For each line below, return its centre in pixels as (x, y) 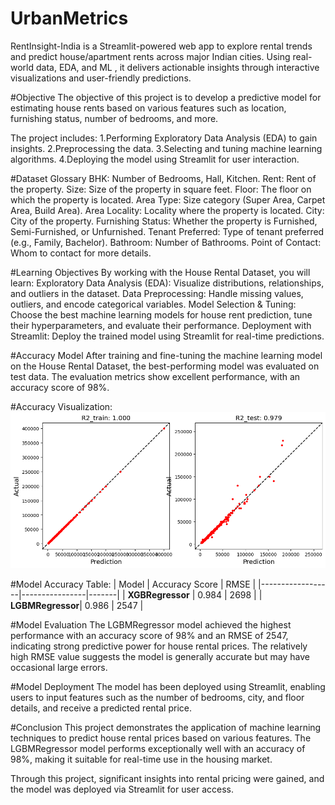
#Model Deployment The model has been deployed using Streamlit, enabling (168, 687)
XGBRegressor (158, 595)
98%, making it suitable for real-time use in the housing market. (141, 759)
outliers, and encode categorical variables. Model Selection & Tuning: (153, 304)
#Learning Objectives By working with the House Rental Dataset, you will (160, 272)
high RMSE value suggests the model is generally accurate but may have (160, 657)
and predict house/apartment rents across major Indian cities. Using (150, 56)
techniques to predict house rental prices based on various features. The (161, 738)
